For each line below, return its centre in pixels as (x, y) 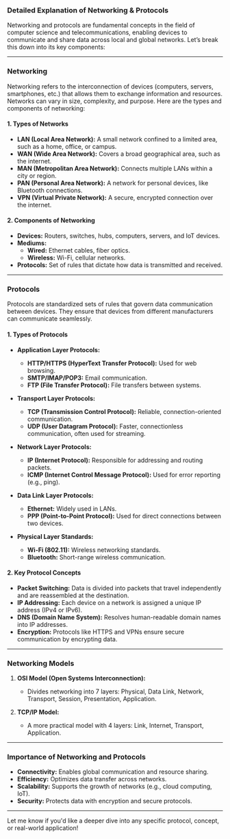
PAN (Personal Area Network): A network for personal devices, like (113, 183)
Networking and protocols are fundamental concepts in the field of (101, 25)
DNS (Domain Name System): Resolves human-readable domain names (119, 617)
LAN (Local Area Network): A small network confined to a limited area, (117, 139)
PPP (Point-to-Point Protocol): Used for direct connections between (124, 516)
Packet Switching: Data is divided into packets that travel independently (119, 588)
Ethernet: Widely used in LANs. (72, 508)
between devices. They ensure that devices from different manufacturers (110, 312)
